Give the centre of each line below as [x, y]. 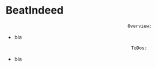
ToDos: [139, 48]
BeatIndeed [35, 10]
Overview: [140, 26]
